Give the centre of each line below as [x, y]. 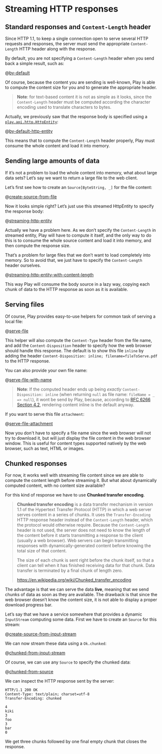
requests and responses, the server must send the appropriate [67, 44]
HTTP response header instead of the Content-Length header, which [85, 520]
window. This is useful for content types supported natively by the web [76, 443]
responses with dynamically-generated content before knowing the [84, 546]
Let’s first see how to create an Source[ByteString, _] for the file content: [79, 187]
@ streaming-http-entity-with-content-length [49, 274]
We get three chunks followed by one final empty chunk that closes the [76, 741]
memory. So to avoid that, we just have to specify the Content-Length [74, 260]
